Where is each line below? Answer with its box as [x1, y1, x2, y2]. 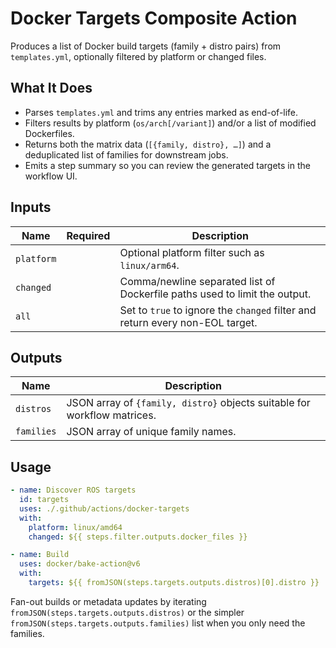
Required [66, 228, 111, 242]
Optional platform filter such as [119, 245, 265, 259]
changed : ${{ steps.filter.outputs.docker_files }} [28, 532, 248, 542]
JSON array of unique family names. [66, 425, 237, 439]
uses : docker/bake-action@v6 [19, 559, 141, 569]
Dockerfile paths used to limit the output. [119, 287, 312, 301]
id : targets [19, 495, 70, 505]
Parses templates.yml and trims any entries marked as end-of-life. [24, 106, 299, 118]
